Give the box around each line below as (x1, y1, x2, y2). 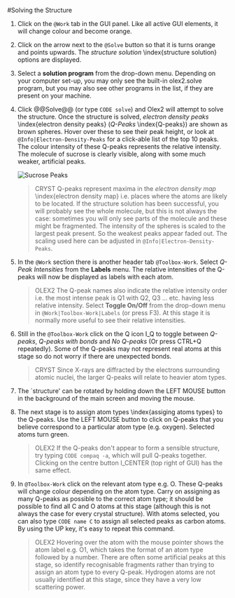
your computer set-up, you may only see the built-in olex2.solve (17, 77, 203, 85)
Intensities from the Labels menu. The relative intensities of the (34, 265, 216, 273)
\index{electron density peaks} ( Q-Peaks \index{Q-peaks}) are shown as (17, 120, 228, 128)
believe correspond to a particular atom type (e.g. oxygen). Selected (17, 423, 215, 431)
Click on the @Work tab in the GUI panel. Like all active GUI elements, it (17, 20, 218, 27)
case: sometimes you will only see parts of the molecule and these (34, 214, 227, 222)
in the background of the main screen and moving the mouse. (17, 394, 196, 402)
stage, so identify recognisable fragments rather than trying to (34, 561, 215, 569)
